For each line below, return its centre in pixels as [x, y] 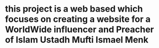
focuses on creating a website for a [78, 19]
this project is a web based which [74, 9]
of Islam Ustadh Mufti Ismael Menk [77, 40]
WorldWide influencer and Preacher [80, 30]
